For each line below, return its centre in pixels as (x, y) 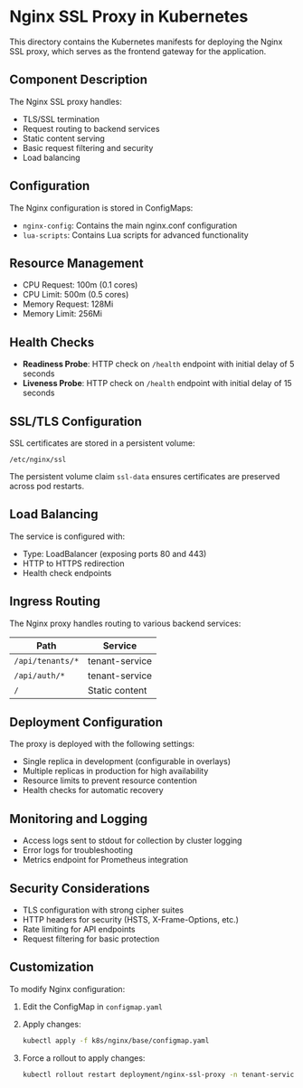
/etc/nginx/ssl (38, 459)
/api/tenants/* (47, 661)
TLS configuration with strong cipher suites (103, 910)
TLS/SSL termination (61, 118)
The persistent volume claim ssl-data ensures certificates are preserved (145, 476)
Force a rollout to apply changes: (84, 1058)
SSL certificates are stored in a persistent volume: (102, 443)
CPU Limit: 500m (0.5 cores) (76, 295)
